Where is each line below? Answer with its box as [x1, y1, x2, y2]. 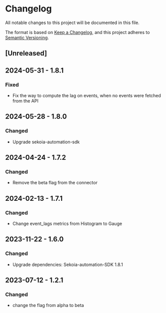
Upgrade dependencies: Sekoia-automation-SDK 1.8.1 [12, 261, 123, 267]
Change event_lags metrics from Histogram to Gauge [12, 221, 122, 227]
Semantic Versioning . [5, 35, 49, 41]
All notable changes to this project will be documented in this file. [5, 20, 140, 26]
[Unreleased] [5, 49, 47, 58]
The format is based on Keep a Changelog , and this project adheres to [5, 29, 150, 35]
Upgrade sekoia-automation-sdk [12, 139, 80, 145]
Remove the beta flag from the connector [12, 180, 97, 186]
